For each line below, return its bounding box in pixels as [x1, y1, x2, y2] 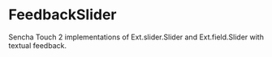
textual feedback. [8, 40, 67, 50]
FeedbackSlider [8, 6, 117, 24]
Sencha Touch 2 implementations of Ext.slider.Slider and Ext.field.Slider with [8, 32, 264, 42]
